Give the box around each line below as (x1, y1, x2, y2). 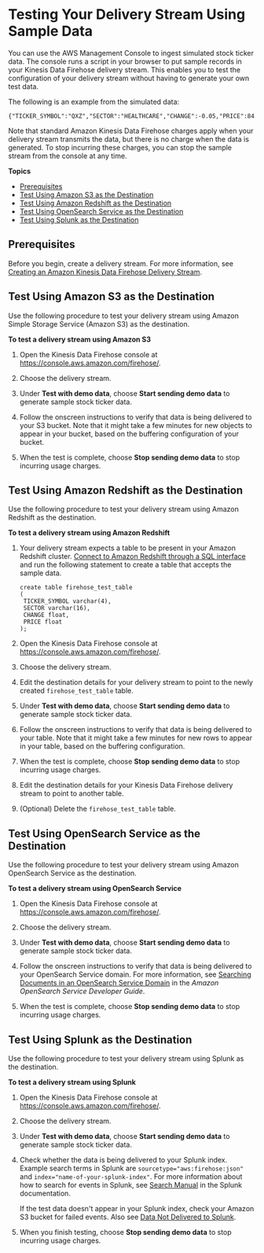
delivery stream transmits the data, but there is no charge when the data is (8, 134, 250, 143)
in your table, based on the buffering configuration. (19, 741, 185, 751)
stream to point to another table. (19, 789, 124, 798)
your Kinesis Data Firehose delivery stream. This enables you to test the (8, 65, 241, 74)
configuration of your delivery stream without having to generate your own (8, 73, 250, 83)
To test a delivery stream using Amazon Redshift (8, 528, 170, 538)
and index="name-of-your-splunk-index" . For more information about (19, 1172, 243, 1181)
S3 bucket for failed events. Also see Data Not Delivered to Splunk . (19, 1212, 236, 1222)
